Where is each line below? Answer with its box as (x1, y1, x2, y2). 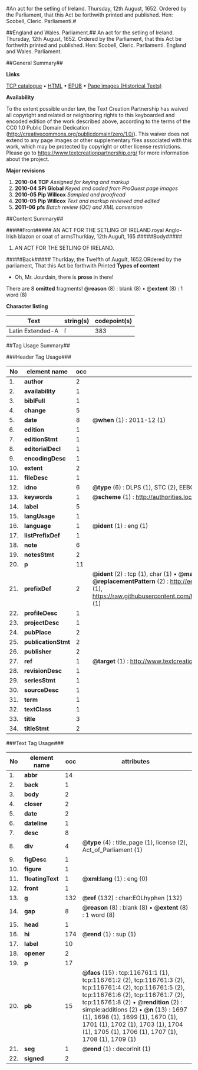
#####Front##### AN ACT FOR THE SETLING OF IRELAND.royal (6, 227, 164, 233)
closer (24, 800, 42, 808)
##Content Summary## (6, 215, 64, 222)
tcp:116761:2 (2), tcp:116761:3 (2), (82, 976, 185, 984)
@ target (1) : (92, 657, 129, 665)
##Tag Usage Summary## (6, 342, 71, 349)
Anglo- (164, 227, 182, 233)
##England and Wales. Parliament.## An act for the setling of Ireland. (6, 29, 174, 36)
